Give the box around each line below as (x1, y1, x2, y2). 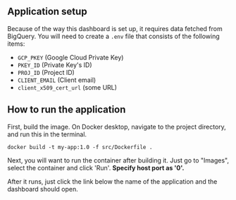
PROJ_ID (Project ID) (17, 68, 75, 76)
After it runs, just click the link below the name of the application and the (7, 177, 218, 186)
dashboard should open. (7, 184, 79, 193)
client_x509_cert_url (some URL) (17, 83, 118, 91)
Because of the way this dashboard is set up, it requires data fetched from (7, 24, 223, 33)
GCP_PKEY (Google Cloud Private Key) (17, 53, 124, 61)
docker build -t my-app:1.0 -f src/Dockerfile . (7, 143, 153, 151)
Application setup (7, 6, 87, 18)
